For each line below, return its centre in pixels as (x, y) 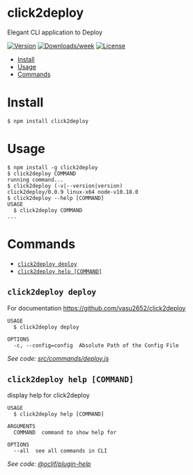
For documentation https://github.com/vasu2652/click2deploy (96, 308)
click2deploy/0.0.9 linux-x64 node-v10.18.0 (73, 192)
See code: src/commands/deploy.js (58, 358)
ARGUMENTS (22, 427)
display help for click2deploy (49, 395)
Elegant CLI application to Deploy (55, 32)
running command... (36, 180)
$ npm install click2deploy (48, 121)
